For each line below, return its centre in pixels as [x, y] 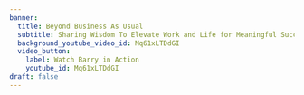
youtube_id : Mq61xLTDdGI [72, 69]
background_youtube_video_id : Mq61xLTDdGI [99, 43]
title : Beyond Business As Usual [81, 26]
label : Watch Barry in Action [83, 60]
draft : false [34, 77]
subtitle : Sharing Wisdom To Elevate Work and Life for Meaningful [147, 34]
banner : [24, 18]
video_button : [44, 52]
